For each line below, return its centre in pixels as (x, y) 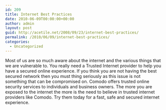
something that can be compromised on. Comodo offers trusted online (77, 81)
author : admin (20, 23)
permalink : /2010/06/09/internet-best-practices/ (58, 37)
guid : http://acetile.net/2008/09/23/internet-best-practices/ (72, 33)
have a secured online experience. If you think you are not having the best (81, 71)
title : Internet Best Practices (39, 14)
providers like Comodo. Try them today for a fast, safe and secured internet (83, 97)
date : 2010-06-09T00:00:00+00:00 (40, 19)
